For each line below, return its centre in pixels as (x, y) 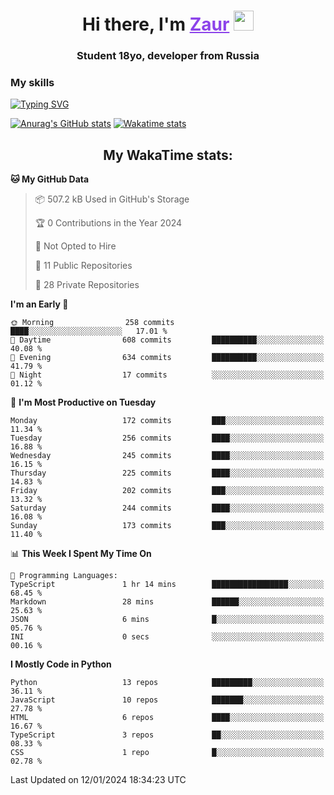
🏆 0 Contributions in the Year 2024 (108, 223)
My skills (32, 83)
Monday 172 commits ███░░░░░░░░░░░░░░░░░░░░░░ (167, 421)
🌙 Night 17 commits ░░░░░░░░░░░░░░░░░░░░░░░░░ (167, 375)
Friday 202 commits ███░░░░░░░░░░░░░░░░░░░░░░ (167, 491)
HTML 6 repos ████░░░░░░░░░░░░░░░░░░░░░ (167, 718)
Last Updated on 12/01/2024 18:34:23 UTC (98, 780)
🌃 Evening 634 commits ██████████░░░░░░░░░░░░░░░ (167, 358)
